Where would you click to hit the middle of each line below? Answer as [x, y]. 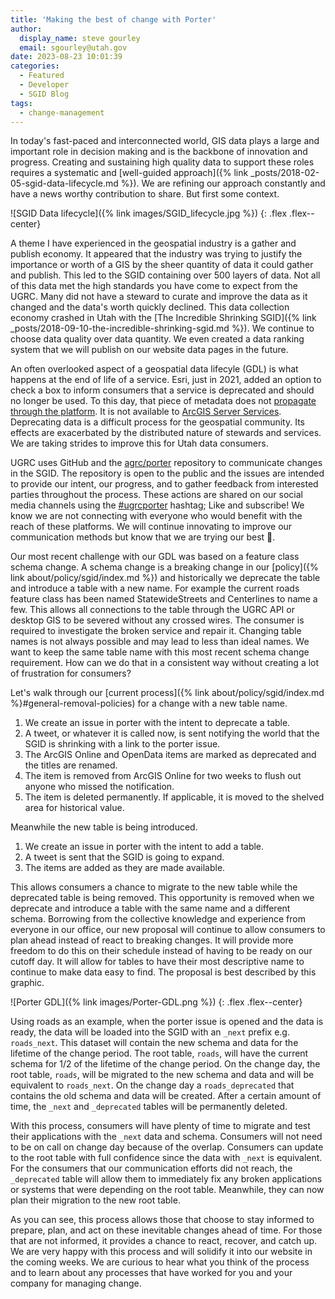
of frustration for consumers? [71, 673]
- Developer [44, 85]
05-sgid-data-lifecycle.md [64, 183]
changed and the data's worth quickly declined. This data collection [150, 307]
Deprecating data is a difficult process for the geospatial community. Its [157, 422]
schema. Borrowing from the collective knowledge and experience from [158, 919]
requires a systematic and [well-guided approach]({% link [129, 173]
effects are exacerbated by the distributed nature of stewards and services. [166, 433]
